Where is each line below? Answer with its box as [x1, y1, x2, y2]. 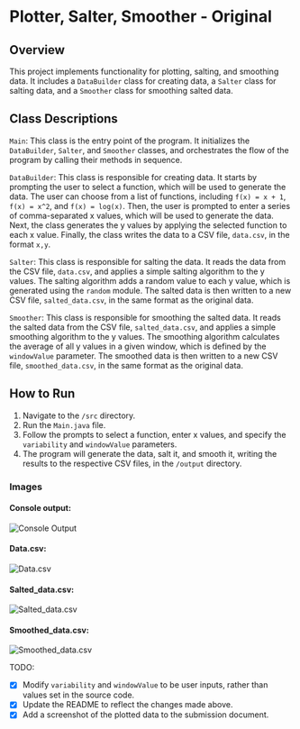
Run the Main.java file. [22, 419, 106, 430]
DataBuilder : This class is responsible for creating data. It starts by [9, 171, 258, 182]
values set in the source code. [22, 689, 135, 700]
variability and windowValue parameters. [22, 439, 177, 450]
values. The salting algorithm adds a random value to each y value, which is [9, 275, 291, 286]
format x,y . [9, 239, 51, 250]
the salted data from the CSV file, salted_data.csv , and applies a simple [9, 322, 277, 333]
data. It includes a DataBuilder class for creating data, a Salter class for [9, 76, 277, 87]
